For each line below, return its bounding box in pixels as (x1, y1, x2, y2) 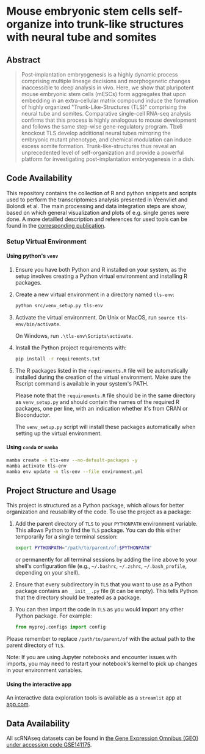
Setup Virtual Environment (6, 237, 87, 245)
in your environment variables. (6, 666, 83, 674)
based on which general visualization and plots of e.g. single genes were (6, 209, 190, 216)
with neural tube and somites (6, 31, 157, 44)
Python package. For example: (15, 612, 93, 619)
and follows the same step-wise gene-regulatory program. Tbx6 (21, 123, 183, 130)
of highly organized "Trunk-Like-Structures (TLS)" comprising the (21, 103, 187, 111)
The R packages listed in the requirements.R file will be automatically (15, 367, 189, 374)
